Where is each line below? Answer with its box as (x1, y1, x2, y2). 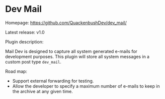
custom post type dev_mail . (5, 59, 62, 65)
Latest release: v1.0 (5, 29, 45, 35)
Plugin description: (5, 38, 44, 45)
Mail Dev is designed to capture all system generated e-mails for (5, 48, 138, 54)
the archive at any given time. (12, 88, 73, 94)
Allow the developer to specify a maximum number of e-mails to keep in (12, 83, 160, 89)
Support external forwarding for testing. (12, 78, 94, 84)
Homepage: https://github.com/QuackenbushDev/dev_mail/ (5, 20, 127, 26)
